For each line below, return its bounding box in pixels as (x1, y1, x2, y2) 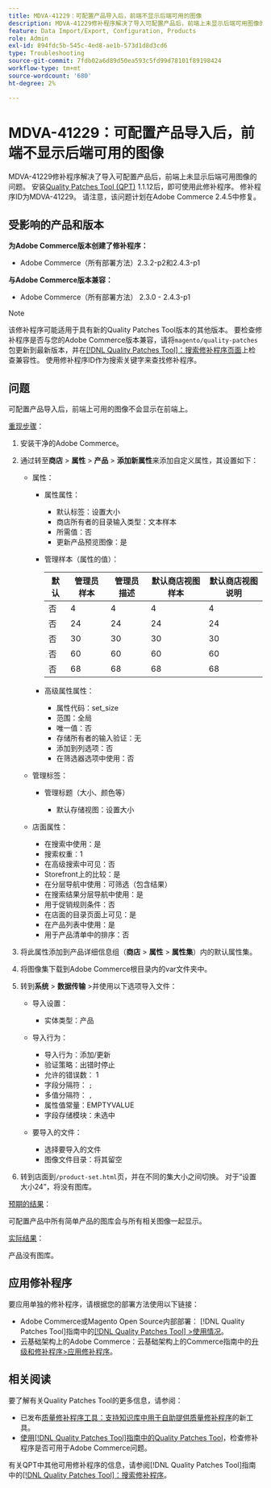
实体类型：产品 (44, 1015, 94, 1025)
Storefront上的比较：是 (44, 869, 121, 879)
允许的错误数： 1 (44, 1070, 99, 1080)
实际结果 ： (8, 1233, 44, 1243)
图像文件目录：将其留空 (44, 1155, 123, 1165)
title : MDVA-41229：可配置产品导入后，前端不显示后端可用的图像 (8, 11, 202, 20)
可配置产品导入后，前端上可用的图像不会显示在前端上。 (8, 404, 192, 414)
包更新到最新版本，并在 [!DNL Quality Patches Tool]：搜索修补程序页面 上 (8, 345, 249, 355)
